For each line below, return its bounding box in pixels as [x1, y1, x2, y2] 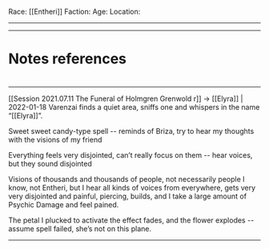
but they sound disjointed [8, 159, 92, 169]
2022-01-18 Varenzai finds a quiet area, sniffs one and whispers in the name [8, 102, 260, 112]
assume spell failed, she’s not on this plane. [8, 224, 152, 234]
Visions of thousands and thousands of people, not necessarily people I [8, 175, 246, 184]
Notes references [8, 50, 126, 68]
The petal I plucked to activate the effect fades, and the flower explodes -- [8, 215, 255, 225]
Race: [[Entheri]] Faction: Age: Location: [8, 7, 141, 16]
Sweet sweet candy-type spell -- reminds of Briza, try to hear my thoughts [8, 127, 255, 136]
